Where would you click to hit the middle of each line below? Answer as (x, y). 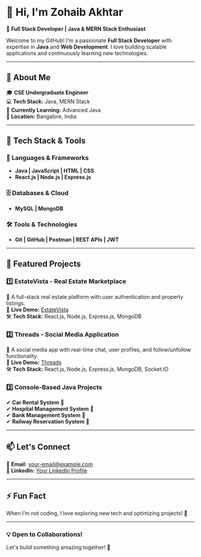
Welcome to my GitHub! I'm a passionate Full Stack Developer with (89, 40)
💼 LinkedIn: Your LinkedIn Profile (47, 471)
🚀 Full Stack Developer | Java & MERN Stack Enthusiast (76, 29)
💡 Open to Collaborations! (44, 534)
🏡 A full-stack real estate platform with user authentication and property (95, 296)
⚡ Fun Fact (26, 496)
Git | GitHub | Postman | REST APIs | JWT (67, 240)
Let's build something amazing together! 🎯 (58, 547)
